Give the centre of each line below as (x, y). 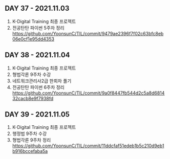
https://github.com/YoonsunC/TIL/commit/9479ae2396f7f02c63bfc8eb (88, 33)
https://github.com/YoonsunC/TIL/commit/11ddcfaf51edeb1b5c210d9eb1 (88, 146)
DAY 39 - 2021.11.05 (37, 115)
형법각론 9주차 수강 (31, 74)
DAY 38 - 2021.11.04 (37, 55)
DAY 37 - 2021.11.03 (37, 8)
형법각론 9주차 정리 (31, 140)
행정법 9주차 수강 (29, 134)
